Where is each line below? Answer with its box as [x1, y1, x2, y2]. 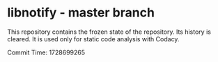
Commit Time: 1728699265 [7, 48, 86, 56]
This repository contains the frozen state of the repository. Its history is [7, 28, 211, 36]
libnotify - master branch [7, 5, 155, 21]
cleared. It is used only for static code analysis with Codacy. [7, 34, 180, 43]
